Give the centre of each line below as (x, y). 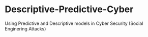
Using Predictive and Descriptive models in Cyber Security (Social (74, 23)
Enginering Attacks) (25, 28)
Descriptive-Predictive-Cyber (69, 9)
